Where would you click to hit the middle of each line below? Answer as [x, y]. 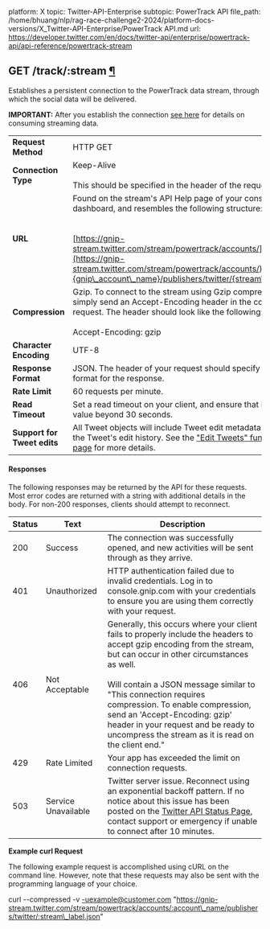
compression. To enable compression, [179, 705]
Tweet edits [35, 442]
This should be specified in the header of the [157, 185]
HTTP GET [92, 146]
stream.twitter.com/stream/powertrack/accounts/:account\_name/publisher [133, 908]
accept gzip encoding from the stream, [181, 644]
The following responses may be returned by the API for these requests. [128, 487]
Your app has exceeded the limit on [174, 758]
